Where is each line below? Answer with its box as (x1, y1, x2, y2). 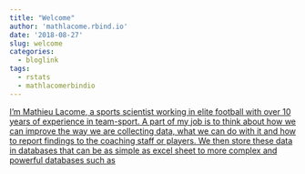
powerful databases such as (9, 154, 116, 165)
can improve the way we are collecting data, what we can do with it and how (9, 125, 297, 137)
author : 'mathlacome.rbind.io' (9, 22, 128, 31)
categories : (9, 47, 55, 56)
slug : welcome (9, 38, 64, 48)
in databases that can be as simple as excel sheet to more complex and (9, 145, 278, 156)
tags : (9, 65, 30, 74)
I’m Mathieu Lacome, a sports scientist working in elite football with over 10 (9, 106, 291, 117)
